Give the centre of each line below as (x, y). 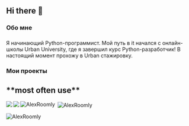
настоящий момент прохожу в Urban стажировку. (70, 56)
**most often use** (43, 90)
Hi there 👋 (25, 11)
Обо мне (19, 28)
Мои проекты (27, 71)
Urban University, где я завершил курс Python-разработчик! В (102, 49)
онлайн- (172, 43)
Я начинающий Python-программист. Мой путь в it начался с (84, 43)
